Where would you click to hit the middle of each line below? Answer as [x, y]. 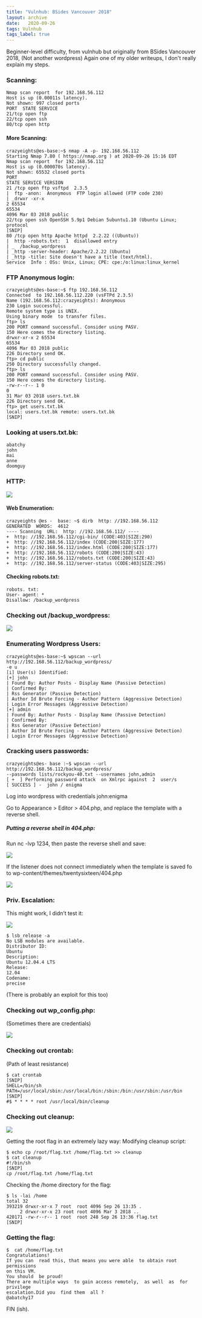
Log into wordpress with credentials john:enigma [67, 796]
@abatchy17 [20, 1298]
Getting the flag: [31, 1237]
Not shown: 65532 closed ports [46, 172]
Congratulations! [28, 1256]
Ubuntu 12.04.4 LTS [31, 962]
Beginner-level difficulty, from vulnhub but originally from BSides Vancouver [101, 52]
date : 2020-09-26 [31, 23]
